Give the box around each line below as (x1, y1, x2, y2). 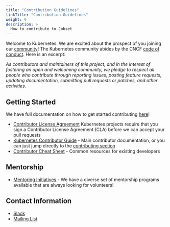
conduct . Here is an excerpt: (6, 52, 66, 58)
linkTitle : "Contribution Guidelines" (6, 12, 88, 17)
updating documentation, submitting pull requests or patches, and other (6, 78, 158, 84)
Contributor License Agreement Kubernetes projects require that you (13, 121, 158, 127)
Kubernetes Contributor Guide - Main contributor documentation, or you (13, 137, 165, 143)
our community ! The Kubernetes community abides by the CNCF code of (6, 46, 160, 52)
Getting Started (6, 97, 56, 106)
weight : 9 (6, 17, 27, 22)
